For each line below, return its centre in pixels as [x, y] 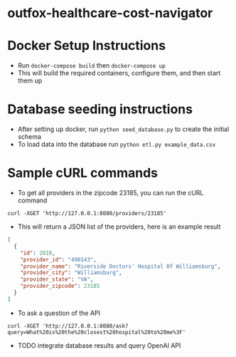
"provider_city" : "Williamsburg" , [71, 273]
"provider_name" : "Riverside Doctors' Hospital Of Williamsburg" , [120, 266]
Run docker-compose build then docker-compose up [91, 66]
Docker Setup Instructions [86, 46]
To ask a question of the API [59, 313]
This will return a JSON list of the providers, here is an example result [119, 227]
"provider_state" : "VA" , [57, 279]
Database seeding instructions [100, 109]
